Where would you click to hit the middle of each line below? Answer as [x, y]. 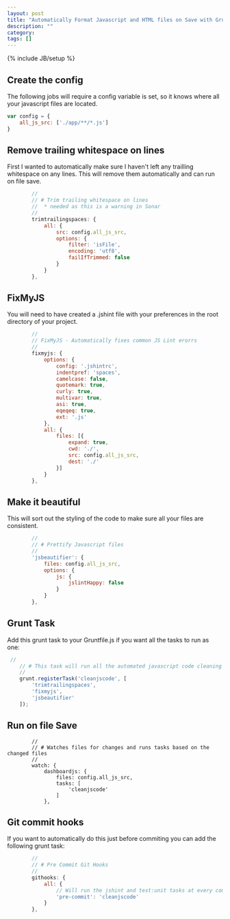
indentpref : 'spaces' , [88, 373]
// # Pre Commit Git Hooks [70, 865]
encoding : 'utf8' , [94, 251]
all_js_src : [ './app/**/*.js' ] [64, 123]
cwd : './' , [84, 449]
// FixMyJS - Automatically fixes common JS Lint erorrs [114, 341]
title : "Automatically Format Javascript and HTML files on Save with [110, 20]
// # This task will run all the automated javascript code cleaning [121, 666]
